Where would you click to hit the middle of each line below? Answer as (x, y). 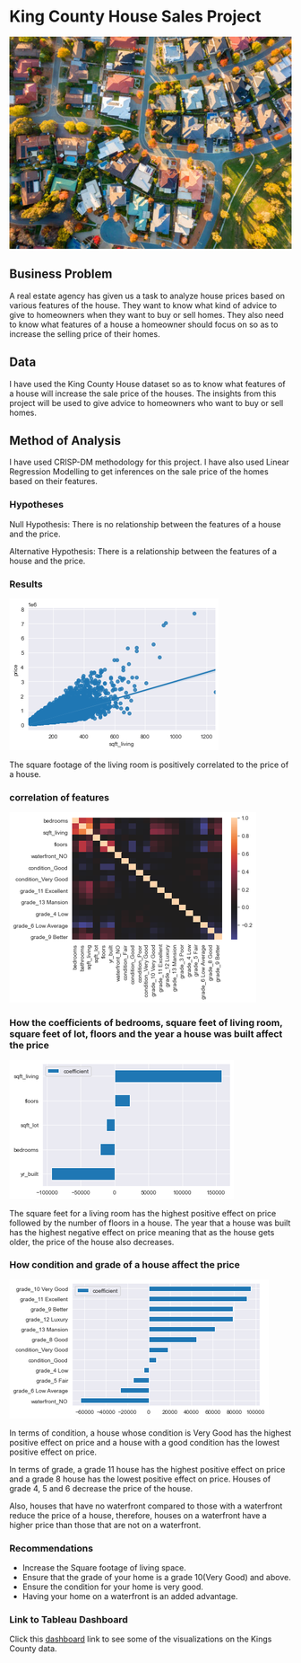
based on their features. (54, 482)
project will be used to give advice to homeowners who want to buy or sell (146, 402)
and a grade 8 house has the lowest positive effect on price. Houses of (140, 1479)
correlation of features (60, 797)
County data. (33, 1649)
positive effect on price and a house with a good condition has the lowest (145, 1442)
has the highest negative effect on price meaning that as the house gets (142, 1232)
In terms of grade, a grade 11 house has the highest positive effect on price (147, 1469)
